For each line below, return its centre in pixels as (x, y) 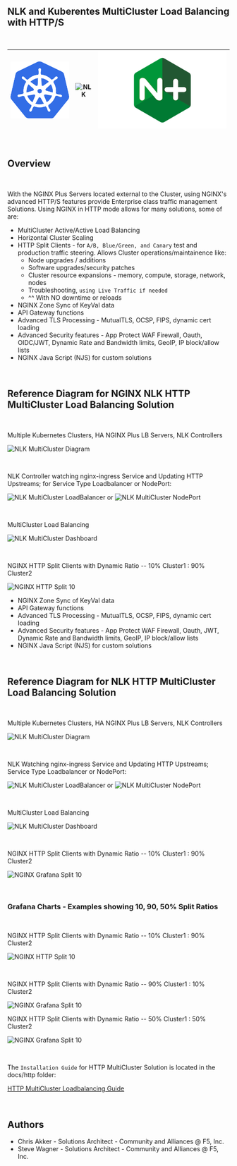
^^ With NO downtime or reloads (75, 298)
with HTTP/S (36, 23)
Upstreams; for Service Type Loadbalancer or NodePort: (90, 484)
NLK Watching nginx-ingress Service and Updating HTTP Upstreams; (108, 764)
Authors (26, 1124)
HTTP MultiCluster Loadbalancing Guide (66, 1088)
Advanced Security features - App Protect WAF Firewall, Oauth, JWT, (119, 631)
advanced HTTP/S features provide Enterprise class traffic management (112, 202)
